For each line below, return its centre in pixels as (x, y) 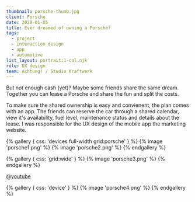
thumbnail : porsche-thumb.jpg (43, 11)
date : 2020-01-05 (27, 22)
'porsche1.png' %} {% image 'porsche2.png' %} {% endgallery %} (86, 148)
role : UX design (26, 66)
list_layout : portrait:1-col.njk (47, 60)
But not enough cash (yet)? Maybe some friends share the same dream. (93, 88)
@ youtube (18, 176)
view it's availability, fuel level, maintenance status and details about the (93, 118)
